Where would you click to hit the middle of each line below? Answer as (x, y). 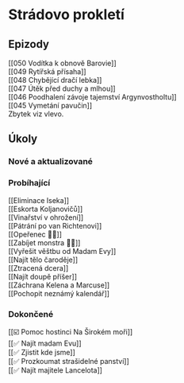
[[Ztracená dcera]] (38, 268)
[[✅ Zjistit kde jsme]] (42, 352)
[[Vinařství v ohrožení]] (46, 217)
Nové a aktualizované (51, 162)
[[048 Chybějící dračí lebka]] (55, 80)
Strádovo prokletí (67, 15)
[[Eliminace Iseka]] (39, 200)
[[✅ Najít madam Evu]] (45, 343)
